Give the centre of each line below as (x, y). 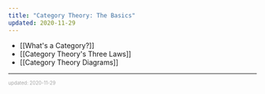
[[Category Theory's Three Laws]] (75, 54)
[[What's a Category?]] (57, 45)
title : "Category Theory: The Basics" (72, 15)
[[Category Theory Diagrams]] (69, 62)
